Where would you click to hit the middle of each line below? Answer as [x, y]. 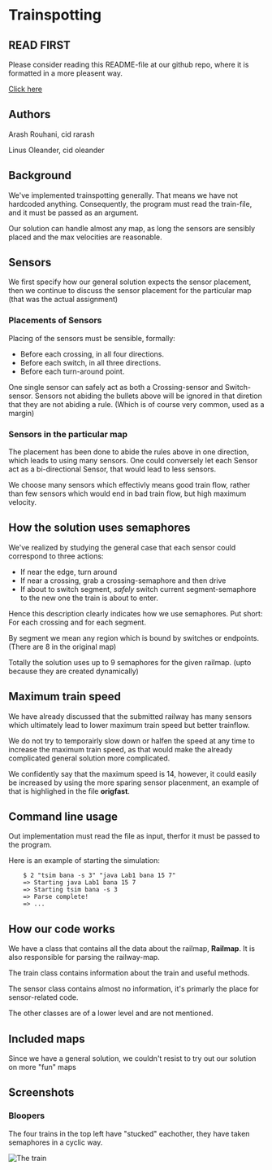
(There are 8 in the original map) [63, 646]
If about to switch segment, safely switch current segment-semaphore [138, 589]
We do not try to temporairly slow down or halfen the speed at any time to [132, 741]
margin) [22, 413]
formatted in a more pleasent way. [66, 73]
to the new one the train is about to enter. [89, 598]
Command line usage [63, 817]
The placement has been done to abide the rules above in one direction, [129, 452]
